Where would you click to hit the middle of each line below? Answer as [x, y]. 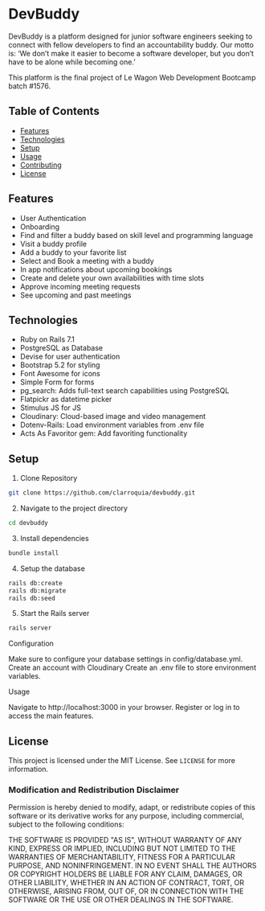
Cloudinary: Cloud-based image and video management [113, 417]
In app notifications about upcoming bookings [96, 269]
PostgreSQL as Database [61, 348]
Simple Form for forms [57, 382]
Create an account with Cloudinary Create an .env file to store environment [132, 667]
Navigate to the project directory [74, 508]
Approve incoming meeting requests [80, 286]
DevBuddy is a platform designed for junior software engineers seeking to [130, 36]
